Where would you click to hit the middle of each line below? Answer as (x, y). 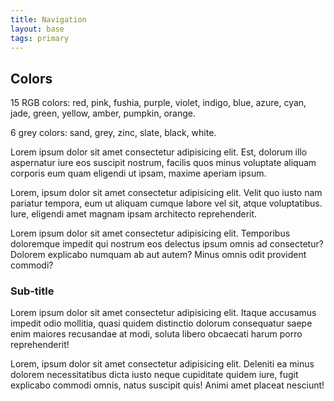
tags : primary (40, 38)
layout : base (37, 29)
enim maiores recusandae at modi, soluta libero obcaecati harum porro (156, 334)
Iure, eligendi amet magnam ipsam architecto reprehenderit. (134, 214)
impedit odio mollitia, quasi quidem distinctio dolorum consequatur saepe (161, 323)
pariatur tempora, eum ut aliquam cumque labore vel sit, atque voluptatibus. (166, 203)
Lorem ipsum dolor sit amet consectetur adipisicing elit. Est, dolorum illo (159, 152)
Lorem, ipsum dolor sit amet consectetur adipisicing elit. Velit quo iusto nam (166, 193)
